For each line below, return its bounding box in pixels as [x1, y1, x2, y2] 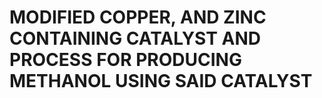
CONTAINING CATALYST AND [9, 27, 262, 50]
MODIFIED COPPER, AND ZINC [9, 6, 267, 29]
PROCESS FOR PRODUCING [9, 49, 242, 71]
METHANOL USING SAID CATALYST [9, 70, 313, 93]
